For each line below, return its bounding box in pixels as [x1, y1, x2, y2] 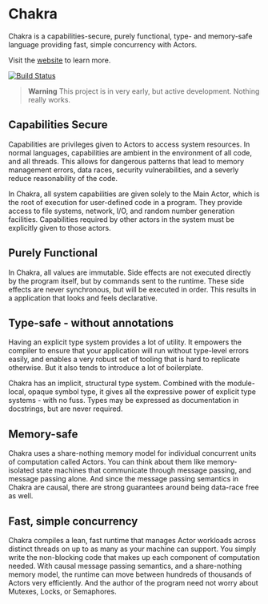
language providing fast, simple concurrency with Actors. [8, 39, 198, 49]
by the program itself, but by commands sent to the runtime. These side [8, 276, 245, 285]
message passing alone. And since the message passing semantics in [8, 474, 239, 484]
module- [226, 378, 256, 389]
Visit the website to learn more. [8, 55, 111, 65]
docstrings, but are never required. [8, 404, 123, 413]
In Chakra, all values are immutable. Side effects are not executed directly [8, 268, 251, 277]
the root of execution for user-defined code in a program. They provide [8, 197, 242, 207]
